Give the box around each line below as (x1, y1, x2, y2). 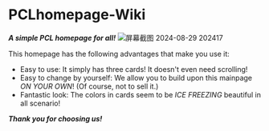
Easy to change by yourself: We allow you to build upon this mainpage (19, 73, 253, 82)
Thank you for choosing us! (8, 113, 103, 123)
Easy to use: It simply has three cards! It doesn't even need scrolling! (19, 64, 248, 73)
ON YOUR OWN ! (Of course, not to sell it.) (19, 81, 159, 91)
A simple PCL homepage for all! (8, 33, 116, 42)
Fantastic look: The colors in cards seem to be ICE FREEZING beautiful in (19, 89, 261, 99)
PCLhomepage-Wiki (8, 6, 146, 24)
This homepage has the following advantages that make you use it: (8, 49, 230, 58)
